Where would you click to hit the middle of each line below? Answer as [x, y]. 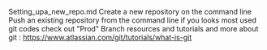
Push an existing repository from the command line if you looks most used [133, 20]
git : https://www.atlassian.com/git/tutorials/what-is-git [100, 37]
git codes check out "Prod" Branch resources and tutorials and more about [133, 29]
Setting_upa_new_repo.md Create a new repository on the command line [130, 12]
